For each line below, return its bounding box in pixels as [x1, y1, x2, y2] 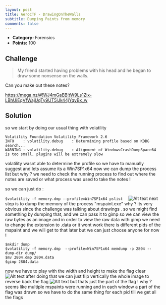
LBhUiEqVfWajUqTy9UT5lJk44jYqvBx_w [5, 97, 88, 103]
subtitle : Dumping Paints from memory [5, 16, 85, 21]
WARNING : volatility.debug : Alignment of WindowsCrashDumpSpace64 [5, 147, 156, 152]
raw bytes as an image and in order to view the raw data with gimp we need [5, 216, 160, 222]
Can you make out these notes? [5, 82, 70, 88]
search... [5, 143, 26, 148]
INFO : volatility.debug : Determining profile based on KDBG [5, 138, 150, 144]
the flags [5, 294, 23, 300]
